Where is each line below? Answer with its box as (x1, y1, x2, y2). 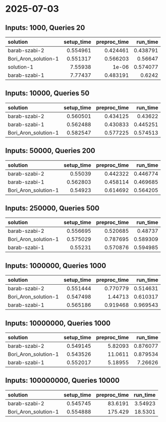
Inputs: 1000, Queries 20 (5, 23, 85, 32)
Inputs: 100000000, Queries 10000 (5, 376, 120, 385)
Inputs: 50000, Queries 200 (5, 146, 96, 155)
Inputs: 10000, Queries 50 (5, 89, 90, 98)
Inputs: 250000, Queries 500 (5, 204, 100, 213)
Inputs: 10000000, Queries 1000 (5, 319, 111, 327)
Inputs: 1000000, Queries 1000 (5, 261, 106, 270)
